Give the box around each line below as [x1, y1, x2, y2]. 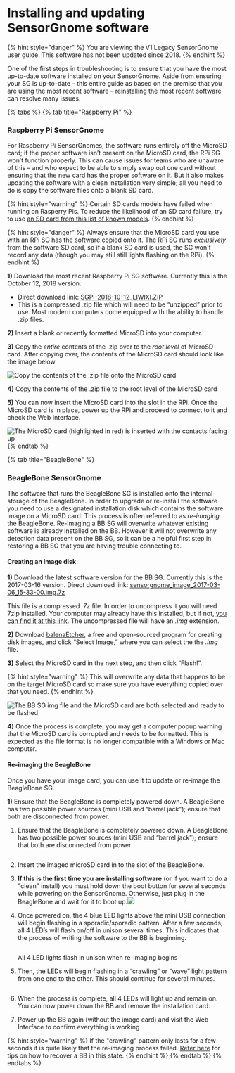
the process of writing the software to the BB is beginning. [17, 933, 187, 942]
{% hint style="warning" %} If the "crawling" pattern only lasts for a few [7, 1036, 217, 1045]
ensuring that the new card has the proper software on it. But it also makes [7, 171, 224, 180]
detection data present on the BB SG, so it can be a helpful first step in [7, 534, 212, 542]
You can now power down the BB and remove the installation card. [17, 1001, 211, 1010]
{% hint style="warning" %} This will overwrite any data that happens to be [7, 672, 226, 681]
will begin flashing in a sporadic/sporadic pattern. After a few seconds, [17, 918, 223, 927]
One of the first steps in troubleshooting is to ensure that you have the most [7, 64, 227, 72]
